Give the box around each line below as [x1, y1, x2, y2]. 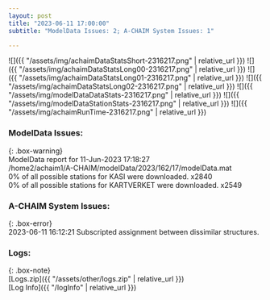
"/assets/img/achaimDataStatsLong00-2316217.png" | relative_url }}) [19, 65, 246, 74]
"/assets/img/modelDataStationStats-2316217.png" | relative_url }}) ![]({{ [8, 98, 247, 109]
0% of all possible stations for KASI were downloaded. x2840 [8, 171, 213, 181]
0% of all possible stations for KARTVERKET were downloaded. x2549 [8, 180, 243, 190]
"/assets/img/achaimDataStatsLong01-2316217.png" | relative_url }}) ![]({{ [19, 73, 263, 83]
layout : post [8, 11, 52, 20]
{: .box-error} [8, 219, 52, 228]
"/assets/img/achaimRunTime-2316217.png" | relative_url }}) [8, 107, 207, 117]
